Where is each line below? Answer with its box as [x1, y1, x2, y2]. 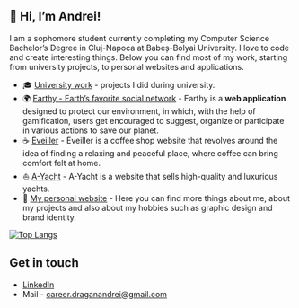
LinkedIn [22, 279, 55, 290]
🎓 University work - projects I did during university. [22, 79, 215, 90]
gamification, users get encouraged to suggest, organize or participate [22, 115, 285, 126]
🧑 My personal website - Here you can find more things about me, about [22, 192, 290, 203]
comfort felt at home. [22, 157, 101, 168]
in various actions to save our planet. [22, 125, 159, 136]
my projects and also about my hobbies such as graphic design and [22, 202, 273, 213]
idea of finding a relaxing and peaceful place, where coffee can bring [22, 147, 278, 158]
